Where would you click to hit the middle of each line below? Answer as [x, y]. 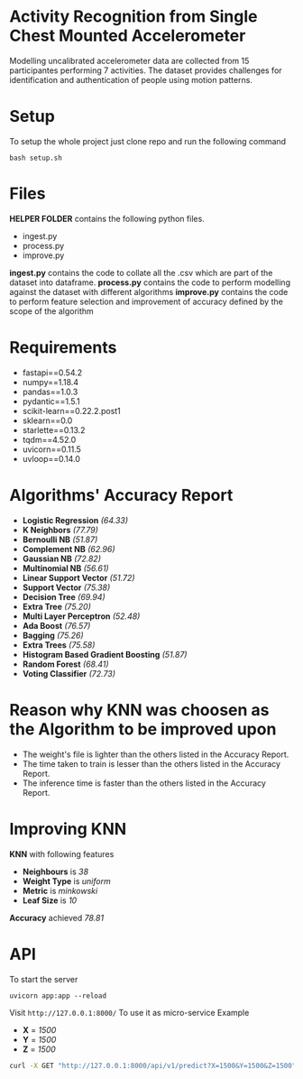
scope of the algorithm [52, 311]
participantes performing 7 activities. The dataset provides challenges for [146, 70]
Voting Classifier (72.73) [69, 673]
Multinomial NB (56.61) [66, 568]
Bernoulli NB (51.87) [60, 539]
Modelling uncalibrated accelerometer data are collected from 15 [129, 60]
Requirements [63, 347]
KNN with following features [62, 853]
